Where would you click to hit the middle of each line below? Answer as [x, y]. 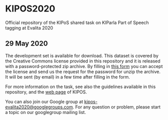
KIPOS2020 [30, 9]
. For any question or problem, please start [117, 107]
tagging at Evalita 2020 [29, 27]
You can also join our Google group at [44, 101]
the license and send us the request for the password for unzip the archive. [83, 71]
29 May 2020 [27, 44]
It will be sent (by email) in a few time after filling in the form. [68, 77]
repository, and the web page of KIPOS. [46, 92]
